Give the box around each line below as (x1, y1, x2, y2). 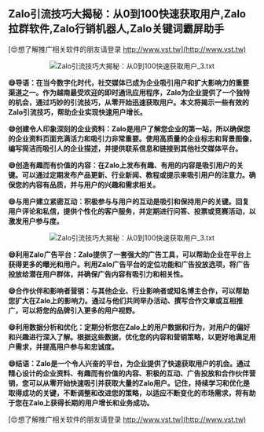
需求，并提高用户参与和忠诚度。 (14, 342, 119, 351)
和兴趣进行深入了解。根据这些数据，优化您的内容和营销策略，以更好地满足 (8, 332, 249, 342)
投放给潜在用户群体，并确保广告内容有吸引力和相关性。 (8, 269, 187, 279)
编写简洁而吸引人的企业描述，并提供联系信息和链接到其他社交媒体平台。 (8, 144, 242, 153)
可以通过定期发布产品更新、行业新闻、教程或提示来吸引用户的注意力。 (21, 170, 249, 179)
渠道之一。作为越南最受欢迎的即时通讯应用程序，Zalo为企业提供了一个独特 (8, 87, 250, 97)
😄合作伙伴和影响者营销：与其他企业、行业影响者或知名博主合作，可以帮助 (8, 286, 250, 295)
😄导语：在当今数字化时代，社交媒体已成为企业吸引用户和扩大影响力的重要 (8, 78, 250, 87)
